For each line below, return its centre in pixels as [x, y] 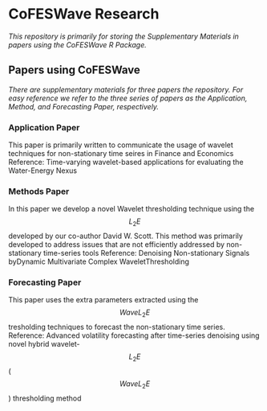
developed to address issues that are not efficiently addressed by [117, 245]
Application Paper [44, 127]
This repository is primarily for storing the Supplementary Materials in [123, 36]
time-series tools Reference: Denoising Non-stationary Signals [146, 253]
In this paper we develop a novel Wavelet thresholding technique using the [131, 209]
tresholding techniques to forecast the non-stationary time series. [117, 327]
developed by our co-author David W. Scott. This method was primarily [125, 236]
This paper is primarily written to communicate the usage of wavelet [121, 145]
